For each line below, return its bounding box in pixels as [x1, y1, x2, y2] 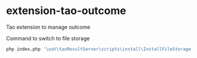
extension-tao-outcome [6, 4, 127, 18]
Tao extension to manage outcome [6, 23, 90, 30]
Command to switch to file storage [6, 35, 90, 42]
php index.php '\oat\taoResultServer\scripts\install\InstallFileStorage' [6, 46, 194, 52]
